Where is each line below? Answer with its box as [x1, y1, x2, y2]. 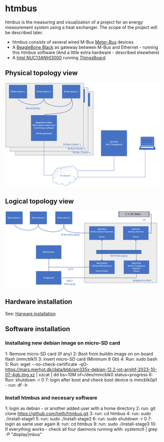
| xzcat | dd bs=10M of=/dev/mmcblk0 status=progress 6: [36, 371, 153, 377]
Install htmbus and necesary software [5, 394, 98, 401]
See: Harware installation [5, 311, 56, 317]
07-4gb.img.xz [5, 371, 35, 377]
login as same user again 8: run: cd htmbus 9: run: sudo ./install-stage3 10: [5, 421, 157, 427]
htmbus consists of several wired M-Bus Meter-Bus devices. [12, 39, 135, 45]
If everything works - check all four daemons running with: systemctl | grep [5, 426, 158, 432]
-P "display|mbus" [5, 431, 43, 437]
